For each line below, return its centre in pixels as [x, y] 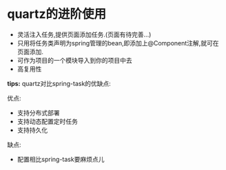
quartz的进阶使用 [57, 14]
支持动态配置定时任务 [47, 121]
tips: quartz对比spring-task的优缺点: [59, 83]
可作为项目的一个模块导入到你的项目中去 [74, 60]
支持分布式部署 [38, 113]
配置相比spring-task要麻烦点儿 [61, 159]
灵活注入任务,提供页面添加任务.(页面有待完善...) [84, 34]
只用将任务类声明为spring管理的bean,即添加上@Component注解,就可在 [118, 43]
